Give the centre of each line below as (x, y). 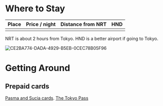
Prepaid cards (27, 86)
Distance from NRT (83, 24)
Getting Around (38, 68)
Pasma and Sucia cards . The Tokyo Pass (47, 98)
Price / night (41, 24)
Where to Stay (35, 9)
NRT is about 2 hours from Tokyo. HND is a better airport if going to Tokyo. (82, 38)
